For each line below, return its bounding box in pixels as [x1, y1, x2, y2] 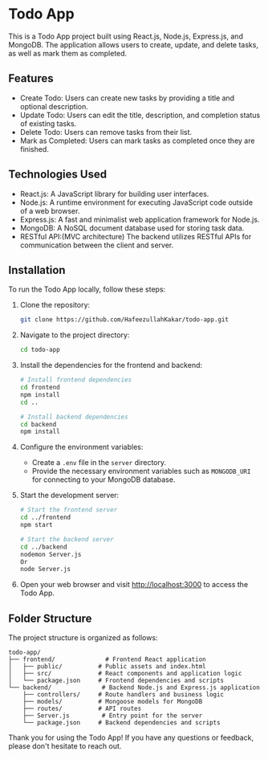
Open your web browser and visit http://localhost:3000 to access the [19, 580, 249, 590]
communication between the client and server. [19, 240, 174, 250]
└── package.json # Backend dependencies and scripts [22, 719, 221, 727]
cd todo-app [19, 346, 60, 354]
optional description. [19, 101, 88, 111]
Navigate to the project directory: [19, 330, 130, 340]
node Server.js [19, 565, 71, 573]
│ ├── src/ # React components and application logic [8, 670, 242, 678]
